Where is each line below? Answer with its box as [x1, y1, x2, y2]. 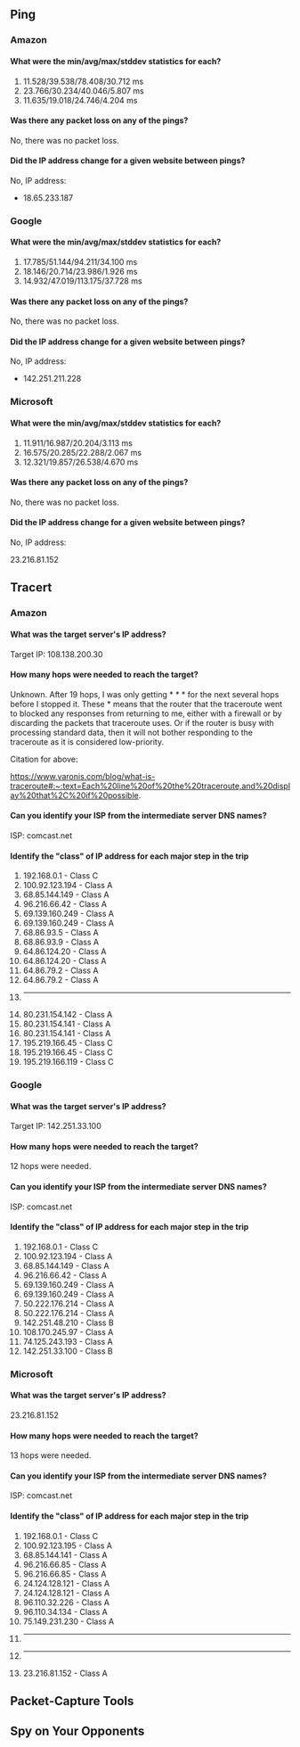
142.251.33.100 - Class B [22, 1346, 114, 1356]
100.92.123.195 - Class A [22, 1540, 113, 1551]
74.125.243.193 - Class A [22, 1336, 114, 1347]
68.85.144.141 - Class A [22, 1549, 108, 1560]
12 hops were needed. [10, 1161, 92, 1172]
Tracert [10, 580, 53, 596]
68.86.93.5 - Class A [22, 927, 99, 938]
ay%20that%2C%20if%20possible [10, 789, 139, 801]
